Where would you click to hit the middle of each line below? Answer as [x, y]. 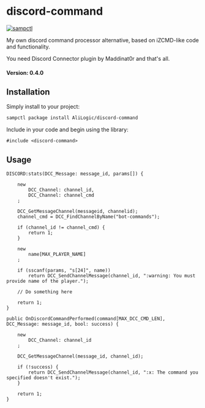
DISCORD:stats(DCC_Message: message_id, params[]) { [75, 174]
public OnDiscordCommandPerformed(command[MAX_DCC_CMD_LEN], [86, 319]
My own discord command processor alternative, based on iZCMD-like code [102, 40]
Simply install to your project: [43, 107]
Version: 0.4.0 [25, 72]
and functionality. [28, 47]
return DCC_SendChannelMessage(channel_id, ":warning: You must [112, 276]
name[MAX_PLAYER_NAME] [57, 255]
